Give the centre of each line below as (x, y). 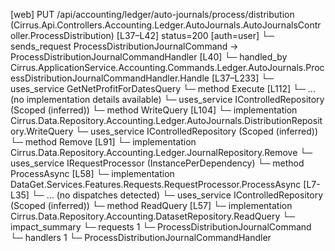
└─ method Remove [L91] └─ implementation (103, 142)
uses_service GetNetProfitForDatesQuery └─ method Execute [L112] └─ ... (163, 88)
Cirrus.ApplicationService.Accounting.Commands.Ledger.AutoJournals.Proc (167, 67)
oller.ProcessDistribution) (62, 35)
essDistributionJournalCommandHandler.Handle (110, 78)
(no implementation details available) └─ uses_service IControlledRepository (167, 99)
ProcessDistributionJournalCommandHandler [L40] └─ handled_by (149, 57)
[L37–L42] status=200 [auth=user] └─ (195, 35)
